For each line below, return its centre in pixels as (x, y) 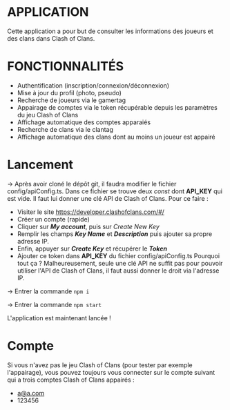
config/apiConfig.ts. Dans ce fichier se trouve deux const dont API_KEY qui (115, 191)
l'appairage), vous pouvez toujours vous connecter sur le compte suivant (111, 372)
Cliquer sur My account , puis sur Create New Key (88, 226)
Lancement (40, 165)
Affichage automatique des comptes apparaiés (84, 122)
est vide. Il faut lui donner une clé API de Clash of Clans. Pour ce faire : (108, 198)
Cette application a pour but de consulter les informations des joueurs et (111, 31)
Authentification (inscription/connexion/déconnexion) (93, 85)
